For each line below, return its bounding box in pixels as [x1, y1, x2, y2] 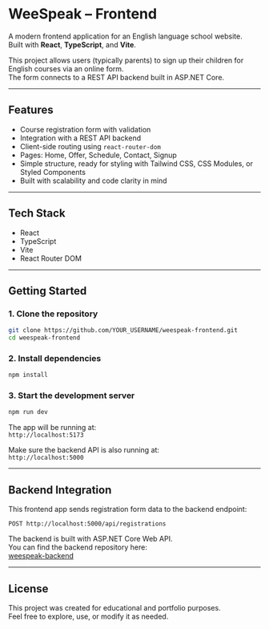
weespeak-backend [8, 551, 74, 561]
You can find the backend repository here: [8, 542, 148, 552]
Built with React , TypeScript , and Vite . [8, 39, 136, 49]
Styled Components [19, 167, 86, 177]
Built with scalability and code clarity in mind [19, 176, 167, 185]
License [8, 582, 49, 595]
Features [8, 103, 54, 117]
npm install [8, 371, 48, 379]
